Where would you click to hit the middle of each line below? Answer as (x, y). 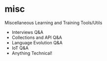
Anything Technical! (32, 53)
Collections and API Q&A (37, 37)
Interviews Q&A (28, 32)
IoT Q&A (20, 48)
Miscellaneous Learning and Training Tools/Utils (53, 23)
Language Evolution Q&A (37, 42)
